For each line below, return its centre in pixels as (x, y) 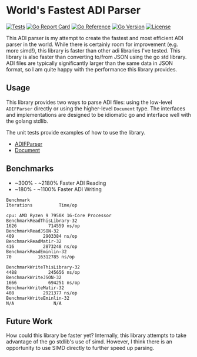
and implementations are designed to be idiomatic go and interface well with (98, 114)
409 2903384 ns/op (42, 236)
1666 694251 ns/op (43, 283)
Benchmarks (30, 169)
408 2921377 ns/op (42, 293)
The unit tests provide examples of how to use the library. (76, 132)
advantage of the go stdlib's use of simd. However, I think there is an (89, 342)
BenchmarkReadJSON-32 (33, 231)
